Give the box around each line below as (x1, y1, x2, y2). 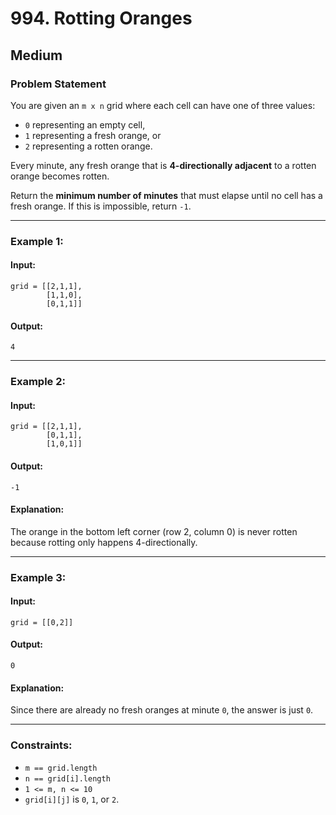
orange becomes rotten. (10, 170, 110, 182)
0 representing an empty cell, (24, 118, 146, 131)
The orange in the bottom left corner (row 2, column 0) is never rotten (10, 525, 298, 537)
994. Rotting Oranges (10, 7, 193, 30)
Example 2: (10, 375, 66, 389)
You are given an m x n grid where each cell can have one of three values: (10, 99, 316, 111)
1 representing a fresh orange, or (24, 129, 162, 141)
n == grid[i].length (24, 773, 111, 784)
